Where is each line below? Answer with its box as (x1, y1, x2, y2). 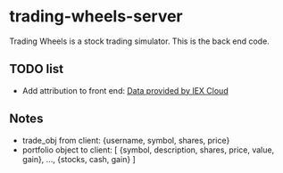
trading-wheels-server (9, 6, 183, 27)
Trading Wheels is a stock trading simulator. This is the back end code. (9, 36, 270, 46)
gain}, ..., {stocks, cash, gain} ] (21, 153, 136, 164)
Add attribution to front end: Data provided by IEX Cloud (21, 85, 229, 95)
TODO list (9, 62, 64, 77)
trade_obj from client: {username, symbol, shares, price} (21, 135, 230, 145)
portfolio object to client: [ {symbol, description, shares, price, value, (21, 144, 275, 155)
